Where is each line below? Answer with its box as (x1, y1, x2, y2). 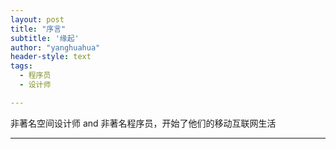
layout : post (10, 14, 65, 25)
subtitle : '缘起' (10, 33, 80, 43)
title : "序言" (10, 24, 67, 34)
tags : (10, 61, 33, 71)
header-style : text (10, 52, 92, 62)
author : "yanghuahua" (10, 42, 101, 53)
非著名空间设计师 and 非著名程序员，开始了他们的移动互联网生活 (10, 117, 277, 129)
